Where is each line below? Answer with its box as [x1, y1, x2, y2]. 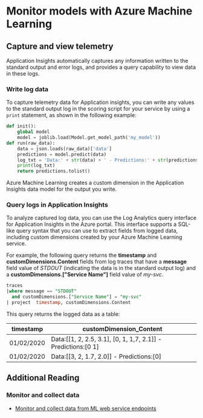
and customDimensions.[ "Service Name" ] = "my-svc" [11, 294, 142, 300]
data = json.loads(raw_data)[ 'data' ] [17, 146, 112, 152]
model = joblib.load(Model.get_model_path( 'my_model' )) [17, 135, 161, 141]
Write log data [6, 85, 49, 93]
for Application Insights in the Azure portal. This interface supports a [6, 220, 177, 228]
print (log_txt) [17, 162, 56, 169]
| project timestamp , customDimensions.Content [6, 300, 131, 306]
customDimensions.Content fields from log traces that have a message [6, 258, 187, 265]
